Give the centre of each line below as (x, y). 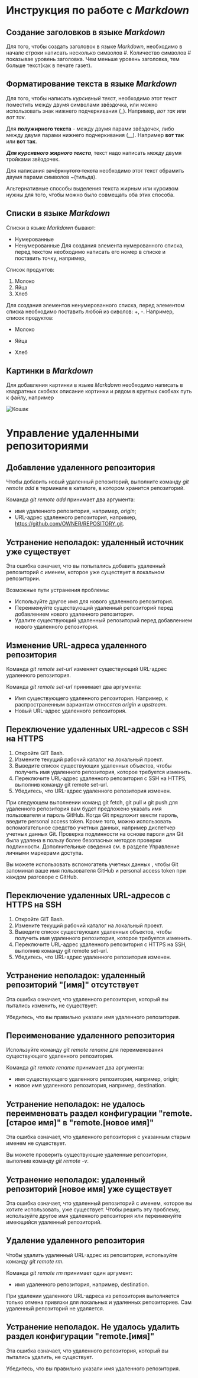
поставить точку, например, (50, 258)
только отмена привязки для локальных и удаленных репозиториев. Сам (99, 1302)
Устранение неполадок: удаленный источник (95, 542)
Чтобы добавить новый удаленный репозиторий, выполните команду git (98, 482)
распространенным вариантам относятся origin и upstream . (91, 705)
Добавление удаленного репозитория (81, 468)
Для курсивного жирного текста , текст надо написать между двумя (94, 152)
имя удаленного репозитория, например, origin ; (75, 511)
